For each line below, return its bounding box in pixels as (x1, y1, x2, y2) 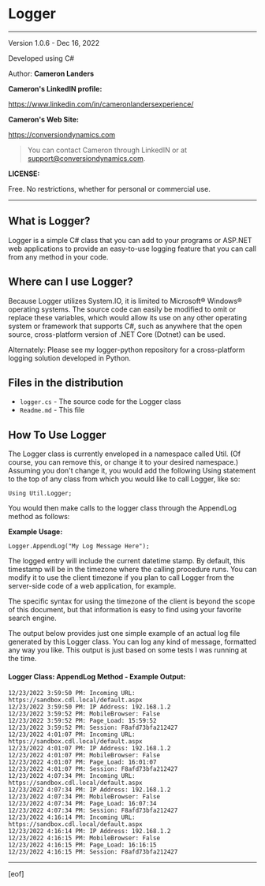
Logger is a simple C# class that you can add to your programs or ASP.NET (8, 235, 252, 245)
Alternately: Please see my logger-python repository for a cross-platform (8, 345, 245, 354)
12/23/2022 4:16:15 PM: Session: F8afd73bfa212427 (8, 848, 178, 856)
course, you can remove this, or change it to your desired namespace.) (8, 458, 239, 467)
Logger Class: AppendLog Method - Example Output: (8, 671, 186, 681)
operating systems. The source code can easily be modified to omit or (8, 305, 237, 314)
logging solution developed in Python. (8, 353, 132, 363)
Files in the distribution (8, 376, 124, 389)
